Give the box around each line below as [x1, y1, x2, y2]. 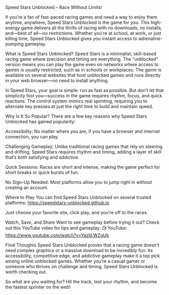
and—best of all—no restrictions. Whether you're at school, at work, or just [5, 30, 161, 36]
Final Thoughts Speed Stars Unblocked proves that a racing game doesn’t [5, 242, 159, 248]
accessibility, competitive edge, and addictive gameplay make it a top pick [5, 253, 160, 259]
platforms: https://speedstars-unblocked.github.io [5, 200, 110, 206]
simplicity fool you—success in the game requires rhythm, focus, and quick [5, 93, 162, 99]
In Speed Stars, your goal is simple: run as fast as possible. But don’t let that [5, 87, 164, 93]
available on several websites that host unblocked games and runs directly [5, 72, 161, 78]
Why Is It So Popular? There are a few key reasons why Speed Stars [5, 113, 147, 119]
